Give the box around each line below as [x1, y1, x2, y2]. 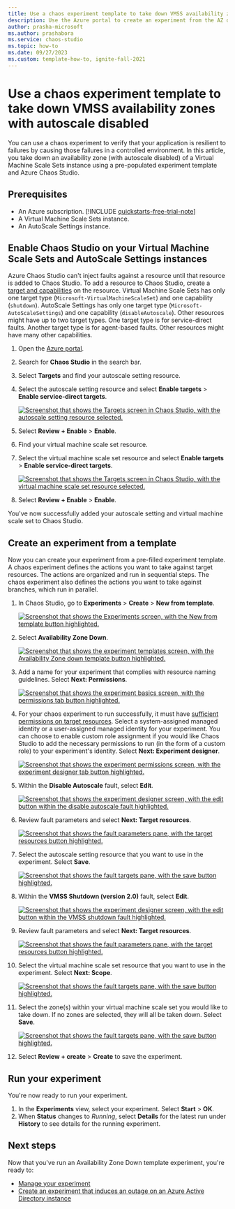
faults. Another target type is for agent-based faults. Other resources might [8, 323, 224, 332]
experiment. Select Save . [17, 858, 91, 866]
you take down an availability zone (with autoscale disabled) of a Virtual [8, 153, 214, 161]
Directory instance [17, 1194, 72, 1202]
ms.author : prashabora [8, 29, 74, 37]
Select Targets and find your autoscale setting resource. [17, 372, 181, 380]
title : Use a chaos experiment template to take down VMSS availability [8, 10, 224, 17]
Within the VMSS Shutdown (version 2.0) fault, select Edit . [17, 892, 189, 901]
